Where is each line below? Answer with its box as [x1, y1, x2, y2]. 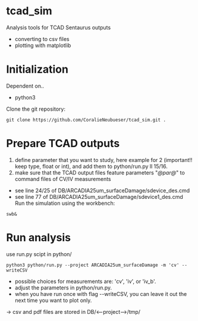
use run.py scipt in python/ [6, 250, 73, 257]
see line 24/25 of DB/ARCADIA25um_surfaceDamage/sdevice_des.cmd [14, 186, 190, 194]
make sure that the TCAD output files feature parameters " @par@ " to [14, 169, 186, 176]
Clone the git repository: [6, 105, 66, 113]
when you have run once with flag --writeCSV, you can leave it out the [14, 290, 187, 297]
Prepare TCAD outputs [6, 137, 120, 150]
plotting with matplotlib [14, 42, 71, 49]
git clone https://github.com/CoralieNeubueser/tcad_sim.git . [6, 117, 166, 123]
